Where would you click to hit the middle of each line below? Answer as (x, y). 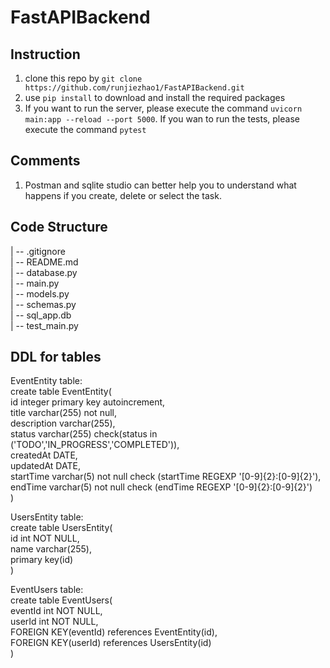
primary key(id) (42, 560)
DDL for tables (56, 357)
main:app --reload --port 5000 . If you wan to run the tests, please (162, 119)
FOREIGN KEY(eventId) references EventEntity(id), (114, 632)
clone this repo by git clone (83, 78)
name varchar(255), (51, 549)
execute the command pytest (85, 129)
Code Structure (59, 227)
